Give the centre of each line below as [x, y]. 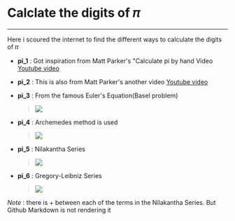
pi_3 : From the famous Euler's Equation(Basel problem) [98, 95]
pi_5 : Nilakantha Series [51, 149]
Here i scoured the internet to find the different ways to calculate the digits [115, 39]
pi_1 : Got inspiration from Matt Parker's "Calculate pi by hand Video [115, 60]
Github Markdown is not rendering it [59, 210]
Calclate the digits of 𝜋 [74, 13]
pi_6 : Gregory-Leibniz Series [60, 175]
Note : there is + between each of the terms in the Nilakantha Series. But [112, 202]
